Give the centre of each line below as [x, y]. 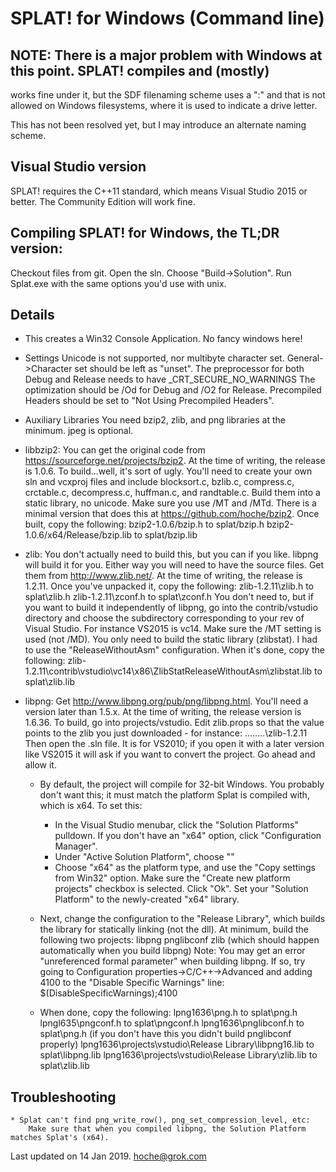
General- [305, 358]
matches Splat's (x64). [60, 1138]
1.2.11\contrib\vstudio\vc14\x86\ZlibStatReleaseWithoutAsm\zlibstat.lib [168, 671]
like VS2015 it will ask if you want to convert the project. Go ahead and [170, 754]
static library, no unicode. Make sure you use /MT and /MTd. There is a [170, 503]
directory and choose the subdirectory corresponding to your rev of [164, 618]
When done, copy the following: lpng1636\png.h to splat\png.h [168, 1013]
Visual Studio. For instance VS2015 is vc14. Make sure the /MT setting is [173, 629]
